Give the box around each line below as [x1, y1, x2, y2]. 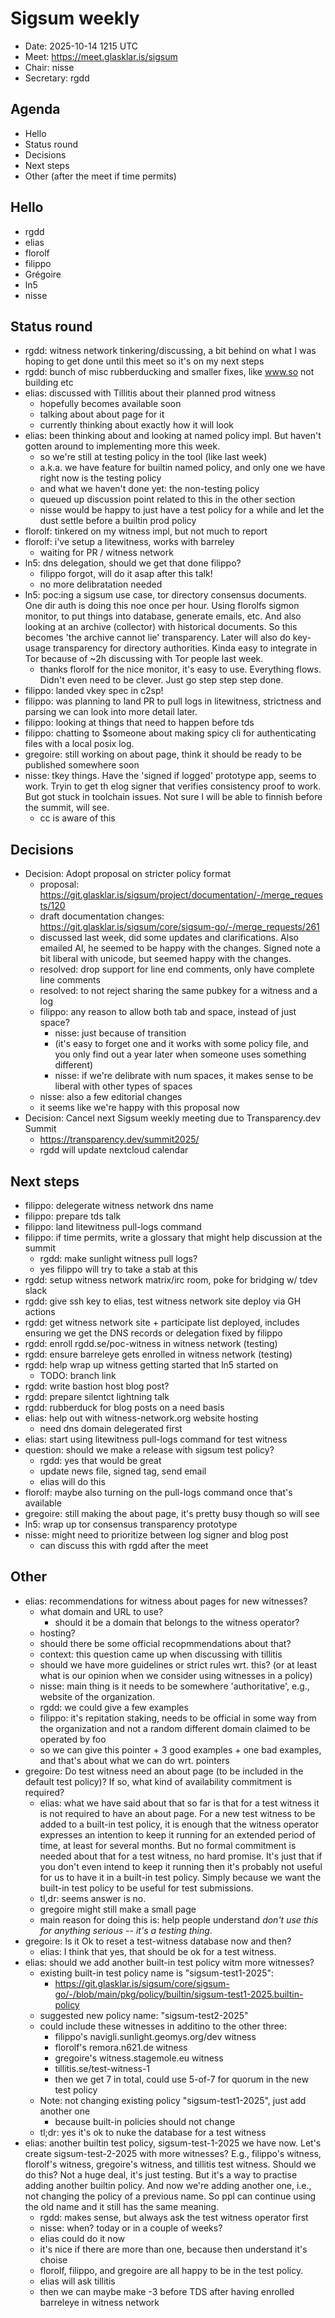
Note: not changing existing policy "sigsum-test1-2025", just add [39, 2094, 307, 2106]
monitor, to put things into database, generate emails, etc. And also [24, 610, 302, 622]
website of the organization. [39, 1690, 156, 1702]
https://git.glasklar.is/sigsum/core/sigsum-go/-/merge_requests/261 [39, 921, 320, 933]
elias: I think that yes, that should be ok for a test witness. [39, 1945, 277, 1957]
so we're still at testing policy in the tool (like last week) [39, 451, 268, 463]
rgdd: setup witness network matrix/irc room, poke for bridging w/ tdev [24, 1274, 318, 1286]
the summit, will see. [24, 802, 110, 814]
